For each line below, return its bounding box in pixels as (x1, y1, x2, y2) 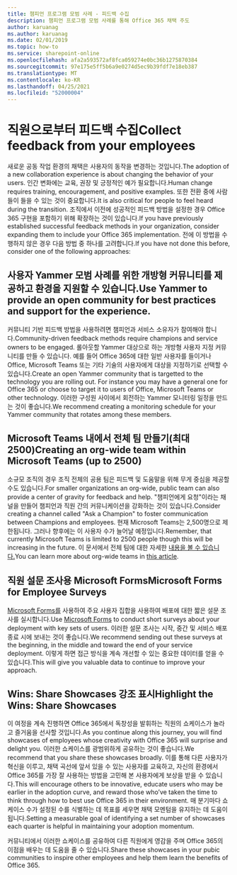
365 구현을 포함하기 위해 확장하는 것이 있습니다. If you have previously (7, 214, 204, 223)
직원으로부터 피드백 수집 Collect (7, 122, 182, 138)
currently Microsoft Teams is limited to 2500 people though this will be (7, 535, 214, 543)
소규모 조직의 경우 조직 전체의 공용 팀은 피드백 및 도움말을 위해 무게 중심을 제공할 (7, 474, 230, 483)
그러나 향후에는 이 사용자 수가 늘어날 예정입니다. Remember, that (33, 526, 212, 535)
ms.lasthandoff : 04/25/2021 (7, 83, 91, 90)
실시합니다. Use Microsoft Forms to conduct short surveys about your (20, 615, 220, 623)
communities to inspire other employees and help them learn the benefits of (7, 854, 229, 862)
